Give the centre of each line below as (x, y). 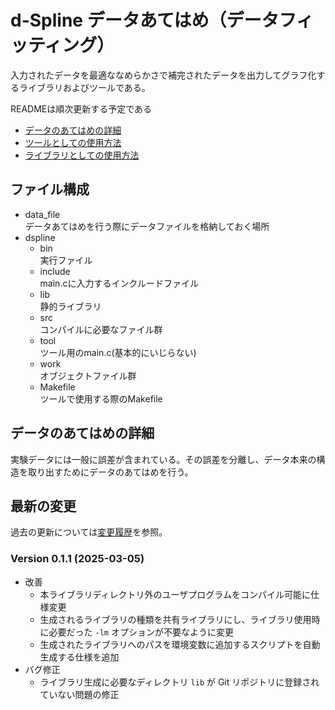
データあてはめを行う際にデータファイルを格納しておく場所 (147, 226)
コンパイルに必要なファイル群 (101, 329)
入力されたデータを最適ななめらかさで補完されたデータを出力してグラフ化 (163, 75)
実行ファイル (66, 260)
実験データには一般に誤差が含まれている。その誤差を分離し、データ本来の (163, 459)
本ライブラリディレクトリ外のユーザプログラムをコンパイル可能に (175, 594)
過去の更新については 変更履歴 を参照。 (89, 532)
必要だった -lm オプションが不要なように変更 (141, 632)
